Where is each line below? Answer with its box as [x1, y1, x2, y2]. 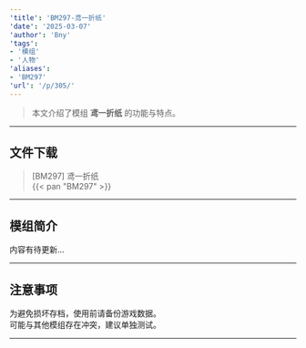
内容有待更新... [9, 244, 66, 255]
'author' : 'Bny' [9, 30, 71, 39]
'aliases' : [9, 65, 51, 74]
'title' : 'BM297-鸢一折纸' [9, 13, 107, 23]
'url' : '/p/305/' [9, 81, 76, 90]
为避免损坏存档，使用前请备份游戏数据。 [9, 308, 161, 319]
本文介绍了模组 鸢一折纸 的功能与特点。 [31, 107, 180, 118]
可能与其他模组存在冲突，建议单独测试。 [9, 320, 161, 331]
